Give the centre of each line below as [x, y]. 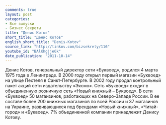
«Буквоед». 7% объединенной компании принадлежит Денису [92, 112]
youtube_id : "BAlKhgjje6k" [33, 51]
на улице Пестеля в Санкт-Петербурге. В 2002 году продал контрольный [83, 80]
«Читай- [150, 107]
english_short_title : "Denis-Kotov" [43, 42]
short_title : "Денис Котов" [34, 38]
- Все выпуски [20, 24]
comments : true [21, 10]
